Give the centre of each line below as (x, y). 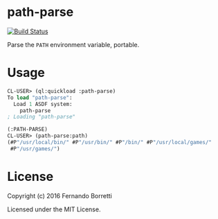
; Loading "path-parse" (42, 117)
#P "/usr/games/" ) (35, 149)
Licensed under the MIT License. (54, 209)
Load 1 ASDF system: (43, 104)
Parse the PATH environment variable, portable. (73, 44)
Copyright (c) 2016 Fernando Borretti (60, 195)
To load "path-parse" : (40, 98)
